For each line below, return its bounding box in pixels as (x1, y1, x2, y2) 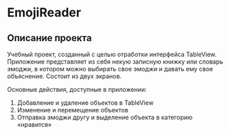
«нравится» (16, 121, 52, 128)
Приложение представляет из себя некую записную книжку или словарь (7, 58, 224, 66)
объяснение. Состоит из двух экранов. (7, 72, 122, 80)
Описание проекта (7, 32, 92, 44)
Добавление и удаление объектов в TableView (16, 99, 154, 107)
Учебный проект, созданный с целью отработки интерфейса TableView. (7, 50, 217, 58)
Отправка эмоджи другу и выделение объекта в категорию (16, 113, 193, 121)
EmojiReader (7, 5, 81, 21)
